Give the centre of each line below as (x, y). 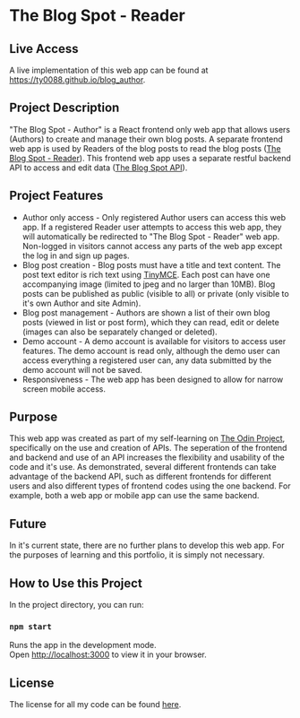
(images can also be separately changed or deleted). (120, 332)
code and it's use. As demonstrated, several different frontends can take (143, 467)
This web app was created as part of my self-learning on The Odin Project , (147, 438)
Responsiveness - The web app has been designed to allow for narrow (153, 379)
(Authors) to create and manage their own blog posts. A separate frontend (146, 139)
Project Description (64, 108)
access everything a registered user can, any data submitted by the (147, 360)
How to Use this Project (76, 583)
